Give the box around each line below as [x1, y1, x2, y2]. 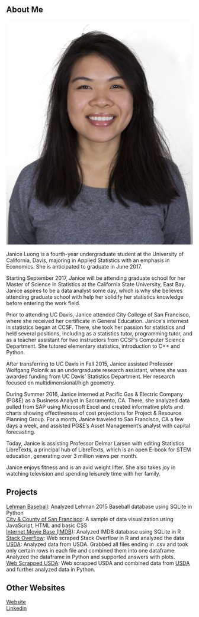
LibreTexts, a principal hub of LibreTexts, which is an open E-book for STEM [6, 446, 191, 453]
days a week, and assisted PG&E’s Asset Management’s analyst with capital [6, 422, 191, 429]
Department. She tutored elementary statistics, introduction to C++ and [6, 343, 180, 350]
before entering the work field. [6, 299, 81, 306]
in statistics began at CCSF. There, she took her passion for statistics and [6, 324, 185, 331]
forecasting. [6, 428, 36, 435]
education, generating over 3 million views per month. [6, 452, 138, 459]
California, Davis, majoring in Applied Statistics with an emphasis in [6, 257, 170, 264]
